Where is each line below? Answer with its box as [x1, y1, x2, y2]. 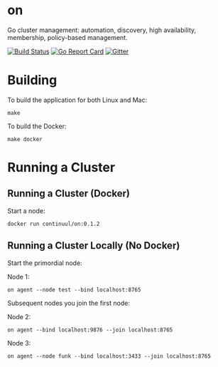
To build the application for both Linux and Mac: [7, 95, 148, 104]
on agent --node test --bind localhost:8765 [7, 286, 141, 294]
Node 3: [7, 338, 31, 347]
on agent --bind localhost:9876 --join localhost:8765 [7, 326, 173, 334]
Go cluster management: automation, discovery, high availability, [7, 26, 197, 34]
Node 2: [7, 312, 31, 321]
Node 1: [7, 272, 30, 281]
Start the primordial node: [7, 259, 83, 267]
